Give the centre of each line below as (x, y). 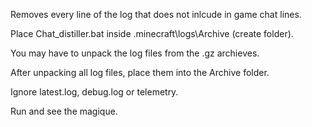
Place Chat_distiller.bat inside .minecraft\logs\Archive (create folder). (152, 33)
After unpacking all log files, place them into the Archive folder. (140, 72)
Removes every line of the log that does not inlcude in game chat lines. (156, 14)
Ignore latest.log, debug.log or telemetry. (94, 92)
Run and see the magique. (64, 111)
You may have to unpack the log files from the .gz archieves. (135, 53)
